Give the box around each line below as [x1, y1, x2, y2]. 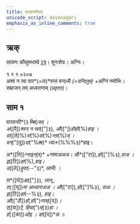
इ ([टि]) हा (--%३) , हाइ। [6, 190, 54, 197]
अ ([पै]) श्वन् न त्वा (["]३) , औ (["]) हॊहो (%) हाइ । [6, 125, 99, 132]
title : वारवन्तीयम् [6, 8, 43, 15]
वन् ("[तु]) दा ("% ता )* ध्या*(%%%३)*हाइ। [6, 139, 94, 146]
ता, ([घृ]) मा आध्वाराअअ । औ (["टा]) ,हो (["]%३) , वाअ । [6, 183, 115, 191]
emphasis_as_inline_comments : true [6, 20, 96, 26]
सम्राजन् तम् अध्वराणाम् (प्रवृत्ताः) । [6, 84, 68, 91]
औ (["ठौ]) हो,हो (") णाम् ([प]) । [6, 197, 62, 204]
